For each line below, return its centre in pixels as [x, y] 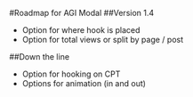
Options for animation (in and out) [84, 83]
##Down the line [39, 57]
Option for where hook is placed [81, 30]
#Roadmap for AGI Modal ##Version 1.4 [82, 13]
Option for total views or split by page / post [103, 40]
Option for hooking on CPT [71, 74]
